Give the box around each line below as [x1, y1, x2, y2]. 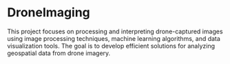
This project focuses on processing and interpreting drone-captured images [7, 27, 223, 35]
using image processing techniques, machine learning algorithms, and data [7, 34, 220, 42]
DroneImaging [7, 5, 91, 20]
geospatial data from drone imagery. [7, 49, 111, 57]
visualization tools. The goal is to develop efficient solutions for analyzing [7, 42, 216, 50]
